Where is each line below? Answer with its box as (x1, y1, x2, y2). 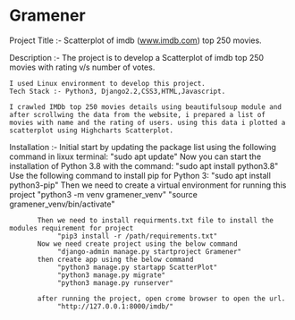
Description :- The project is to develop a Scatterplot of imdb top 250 (9, 52, 265, 63)
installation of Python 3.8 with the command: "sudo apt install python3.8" (9, 160, 279, 171)
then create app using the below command (37, 255, 194, 264)
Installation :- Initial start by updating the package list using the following (9, 141, 277, 152)
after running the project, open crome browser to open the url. (37, 294, 286, 303)
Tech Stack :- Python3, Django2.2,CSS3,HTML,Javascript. (9, 87, 226, 96)
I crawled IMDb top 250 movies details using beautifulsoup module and (9, 102, 282, 112)
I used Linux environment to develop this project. (9, 79, 206, 88)
